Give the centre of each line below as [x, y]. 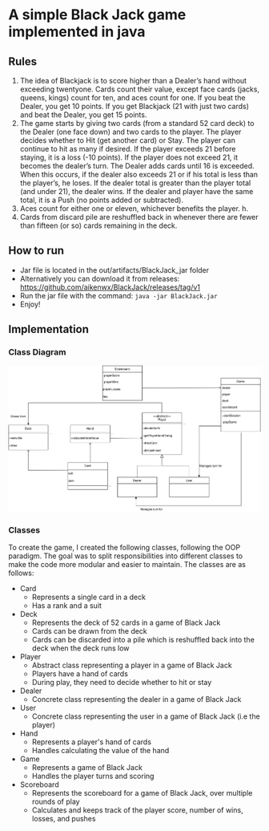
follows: [21, 573]
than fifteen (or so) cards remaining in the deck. [98, 225]
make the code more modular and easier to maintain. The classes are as [127, 564]
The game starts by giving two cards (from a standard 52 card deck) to [137, 123]
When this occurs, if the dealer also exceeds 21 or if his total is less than [139, 174]
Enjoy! [30, 304]
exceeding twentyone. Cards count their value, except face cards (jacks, [140, 89]
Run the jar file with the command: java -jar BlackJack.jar [118, 295]
